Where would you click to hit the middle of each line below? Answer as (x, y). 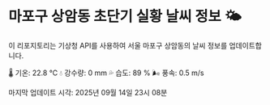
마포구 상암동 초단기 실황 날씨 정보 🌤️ (125, 17)
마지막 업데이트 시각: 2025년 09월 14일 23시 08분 (88, 92)
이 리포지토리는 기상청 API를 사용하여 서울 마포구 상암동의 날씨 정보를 (118, 45)
